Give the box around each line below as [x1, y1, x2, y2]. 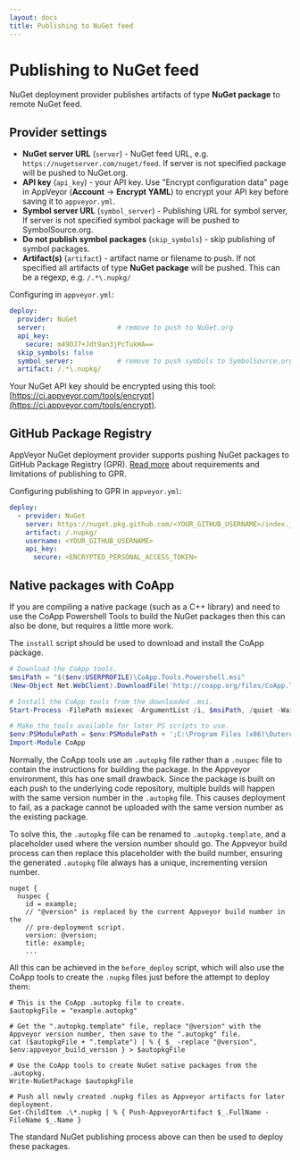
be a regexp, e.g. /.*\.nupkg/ [21, 272, 131, 282]
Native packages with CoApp [9, 577, 175, 593]
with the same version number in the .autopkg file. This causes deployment [9, 793, 286, 803]
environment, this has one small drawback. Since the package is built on [9, 774, 276, 784]
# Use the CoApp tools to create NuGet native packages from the [9, 1061, 257, 1070]
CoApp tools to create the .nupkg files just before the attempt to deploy [9, 971, 271, 982]
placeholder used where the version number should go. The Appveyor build [9, 838, 287, 849]
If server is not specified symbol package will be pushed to [21, 215, 240, 226]
